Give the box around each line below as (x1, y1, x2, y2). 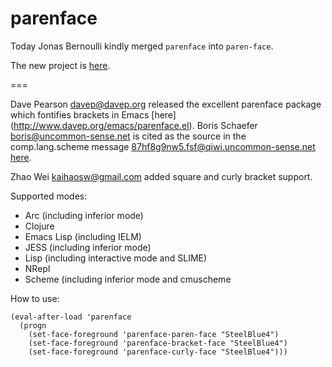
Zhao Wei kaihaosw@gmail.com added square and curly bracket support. (10, 170, 313, 182)
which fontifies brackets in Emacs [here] (10, 108, 177, 121)
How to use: (10, 292, 60, 304)
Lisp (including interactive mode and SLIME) (24, 252, 208, 264)
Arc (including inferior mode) (24, 209, 144, 221)
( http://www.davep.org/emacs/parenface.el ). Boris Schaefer (10, 119, 258, 131)
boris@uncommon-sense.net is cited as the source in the (10, 130, 247, 142)
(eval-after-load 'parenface (10, 312, 132, 322)
